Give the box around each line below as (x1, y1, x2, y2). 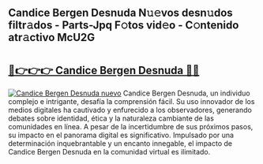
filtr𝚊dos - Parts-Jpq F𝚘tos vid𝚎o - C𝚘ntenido (8, 19, 239, 32)
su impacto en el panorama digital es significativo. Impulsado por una (8, 130, 235, 140)
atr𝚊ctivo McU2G (8, 31, 96, 44)
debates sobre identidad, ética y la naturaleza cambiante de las (8, 114, 215, 123)
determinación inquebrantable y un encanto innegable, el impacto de (8, 139, 233, 148)
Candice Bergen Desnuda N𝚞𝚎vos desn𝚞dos (8, 6, 233, 20)
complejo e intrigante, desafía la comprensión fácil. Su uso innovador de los (8, 97, 255, 106)
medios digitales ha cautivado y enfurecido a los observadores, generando (8, 106, 253, 114)
